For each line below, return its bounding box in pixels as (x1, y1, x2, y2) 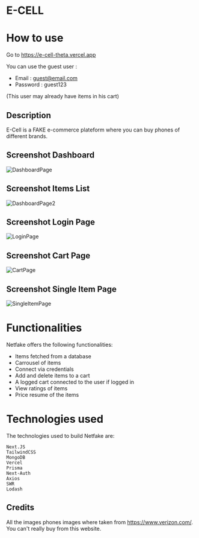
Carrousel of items (14, 359, 61, 366)
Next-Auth (6, 470, 31, 476)
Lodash (6, 486, 23, 492)
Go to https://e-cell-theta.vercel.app (6, 51, 96, 59)
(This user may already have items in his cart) (6, 93, 119, 100)
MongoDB (6, 454, 26, 460)
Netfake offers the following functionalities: (6, 341, 113, 348)
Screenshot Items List (6, 183, 90, 194)
